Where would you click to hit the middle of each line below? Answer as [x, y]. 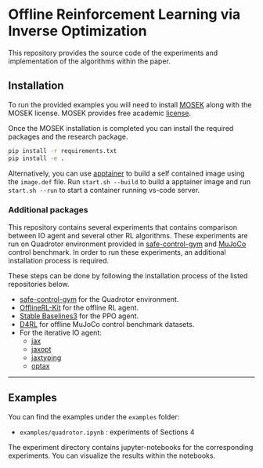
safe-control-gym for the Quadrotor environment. [99, 299]
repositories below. [39, 284]
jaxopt [41, 349]
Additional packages [48, 210]
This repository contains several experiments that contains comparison [122, 227]
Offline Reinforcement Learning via [124, 15]
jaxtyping [46, 357]
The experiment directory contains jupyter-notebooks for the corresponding [131, 447]
